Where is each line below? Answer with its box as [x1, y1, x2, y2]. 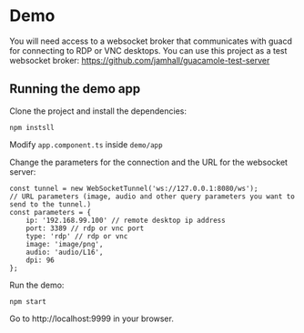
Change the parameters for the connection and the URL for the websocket [9, 156, 289, 167]
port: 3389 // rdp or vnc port [25, 224, 145, 233]
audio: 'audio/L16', [25, 247, 104, 257]
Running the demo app [9, 81, 141, 96]
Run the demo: [9, 279, 65, 290]
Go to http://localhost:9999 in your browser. [9, 313, 175, 324]
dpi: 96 [25, 256, 55, 265]
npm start [9, 297, 47, 306]
